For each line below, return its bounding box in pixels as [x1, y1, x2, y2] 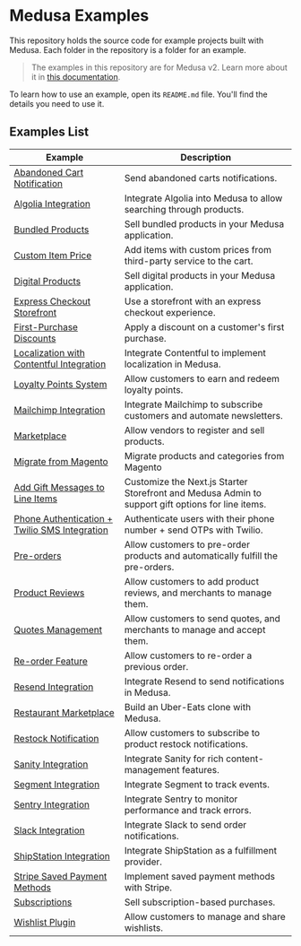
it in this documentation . [30, 71, 121, 82]
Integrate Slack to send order [124, 818, 247, 830]
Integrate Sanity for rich [124, 752, 224, 765]
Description [180, 151, 231, 163]
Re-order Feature [13, 655, 88, 667]
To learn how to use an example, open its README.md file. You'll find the [9, 89, 269, 100]
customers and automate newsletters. [124, 409, 284, 421]
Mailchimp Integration [13, 404, 106, 416]
